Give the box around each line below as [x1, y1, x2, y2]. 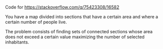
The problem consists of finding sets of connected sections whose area [5, 29, 153, 34]
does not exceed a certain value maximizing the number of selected [5, 34, 145, 40]
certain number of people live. [5, 19, 67, 25]
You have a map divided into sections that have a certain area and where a [5, 14, 159, 19]
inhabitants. [5, 39, 29, 45]
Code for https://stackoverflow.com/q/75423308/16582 [5, 4, 120, 10]
